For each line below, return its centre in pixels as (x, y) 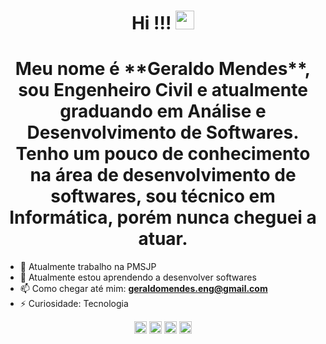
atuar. (163, 239)
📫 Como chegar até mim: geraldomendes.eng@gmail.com (143, 289)
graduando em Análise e (163, 111)
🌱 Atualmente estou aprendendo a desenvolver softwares (138, 277)
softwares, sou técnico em (163, 196)
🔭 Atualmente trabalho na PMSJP (88, 267)
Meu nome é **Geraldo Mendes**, (163, 69)
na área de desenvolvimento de (163, 175)
